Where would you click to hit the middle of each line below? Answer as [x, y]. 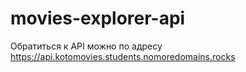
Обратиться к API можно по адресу [86, 46]
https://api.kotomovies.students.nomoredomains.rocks [123, 56]
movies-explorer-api [98, 18]
